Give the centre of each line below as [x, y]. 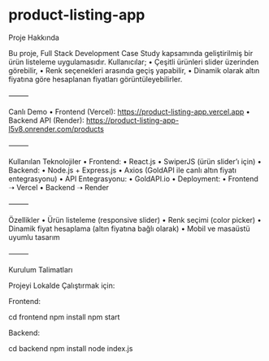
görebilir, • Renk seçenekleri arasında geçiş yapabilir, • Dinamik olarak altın [134, 70]
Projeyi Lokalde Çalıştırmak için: [62, 285]
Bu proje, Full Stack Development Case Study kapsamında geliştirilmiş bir [131, 53]
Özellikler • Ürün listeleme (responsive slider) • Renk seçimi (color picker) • [135, 220]
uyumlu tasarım [35, 237]
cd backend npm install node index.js [71, 348]
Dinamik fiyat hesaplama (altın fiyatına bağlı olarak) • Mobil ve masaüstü [129, 228]
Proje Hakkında [34, 37]
